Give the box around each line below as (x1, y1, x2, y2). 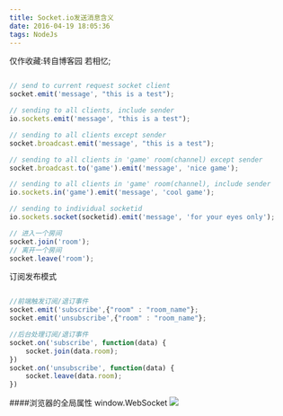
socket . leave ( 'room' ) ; (9, 253, 94, 263)
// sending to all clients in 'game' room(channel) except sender (9, 155, 263, 164)
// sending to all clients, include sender (9, 106, 175, 115)
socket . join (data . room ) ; (25, 347, 119, 356)
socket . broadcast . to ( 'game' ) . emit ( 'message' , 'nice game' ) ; (9, 164, 240, 173)
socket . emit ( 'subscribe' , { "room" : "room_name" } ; (9, 305, 199, 314)
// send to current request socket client (9, 82, 171, 91)
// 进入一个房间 (9, 228, 62, 238)
